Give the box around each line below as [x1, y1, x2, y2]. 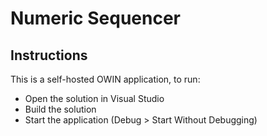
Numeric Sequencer [10, 7, 181, 30]
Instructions [10, 47, 88, 64]
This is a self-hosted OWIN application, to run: [10, 73, 201, 85]
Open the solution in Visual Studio [24, 93, 165, 104]
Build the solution [24, 103, 97, 115]
